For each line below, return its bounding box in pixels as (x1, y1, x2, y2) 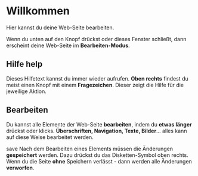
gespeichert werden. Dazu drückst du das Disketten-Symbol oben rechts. (6, 151, 189, 159)
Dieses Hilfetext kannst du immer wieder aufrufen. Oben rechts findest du (6, 75, 189, 82)
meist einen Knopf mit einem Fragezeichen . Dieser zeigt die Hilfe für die (6, 81, 184, 88)
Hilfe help (6, 59, 43, 69)
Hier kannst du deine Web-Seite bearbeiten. (6, 24, 115, 31)
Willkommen (6, 4, 70, 18)
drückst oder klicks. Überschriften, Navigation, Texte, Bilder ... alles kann (6, 127, 187, 134)
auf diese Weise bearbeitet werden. (6, 133, 94, 141)
